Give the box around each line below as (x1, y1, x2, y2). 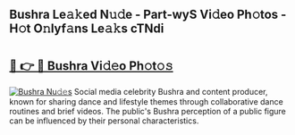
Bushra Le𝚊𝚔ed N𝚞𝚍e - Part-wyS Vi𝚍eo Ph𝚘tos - (9, 7, 287, 22)
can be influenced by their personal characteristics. (9, 115, 199, 126)
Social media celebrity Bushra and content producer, (74, 87, 268, 97)
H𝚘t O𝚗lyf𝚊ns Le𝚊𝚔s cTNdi (9, 21, 164, 37)
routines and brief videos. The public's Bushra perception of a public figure (9, 106, 286, 116)
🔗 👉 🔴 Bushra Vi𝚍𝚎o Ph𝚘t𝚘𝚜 (9, 58, 173, 73)
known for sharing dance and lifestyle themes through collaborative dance (9, 97, 283, 106)
